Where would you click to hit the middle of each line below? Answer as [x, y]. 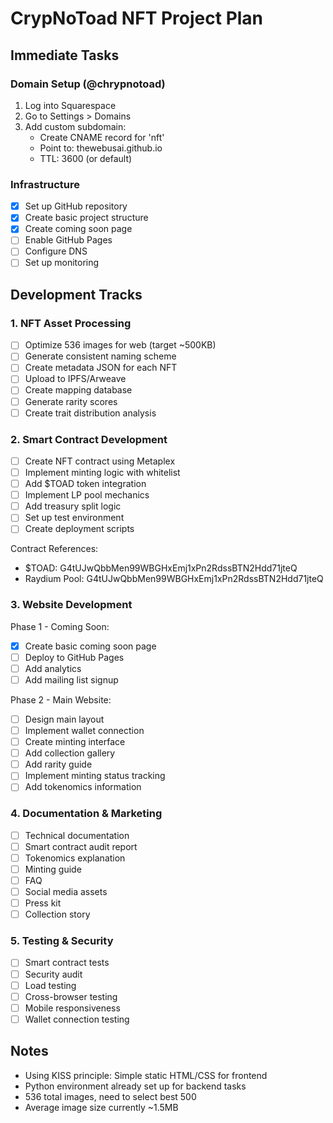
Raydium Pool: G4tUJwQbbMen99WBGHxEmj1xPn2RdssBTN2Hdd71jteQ [174, 579]
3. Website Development [71, 605]
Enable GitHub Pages [68, 240]
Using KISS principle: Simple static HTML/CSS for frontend [146, 1075]
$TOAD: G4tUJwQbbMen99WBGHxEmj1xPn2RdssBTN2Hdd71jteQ [161, 568]
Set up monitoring [62, 263]
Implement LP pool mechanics [87, 495]
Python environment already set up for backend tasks [135, 1086]
